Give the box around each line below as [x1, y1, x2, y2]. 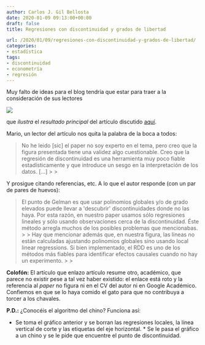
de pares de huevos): [6, 187, 60, 194]
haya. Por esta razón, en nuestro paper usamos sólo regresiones [21, 211, 185, 219]
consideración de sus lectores [6, 95, 83, 102]
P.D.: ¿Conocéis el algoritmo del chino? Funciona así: [6, 307, 141, 314]
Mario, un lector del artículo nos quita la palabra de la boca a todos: [6, 130, 177, 138]
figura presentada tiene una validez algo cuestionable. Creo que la [21, 149, 190, 156]
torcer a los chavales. [6, 295, 61, 303]
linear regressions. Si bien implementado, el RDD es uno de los [21, 244, 180, 252]
